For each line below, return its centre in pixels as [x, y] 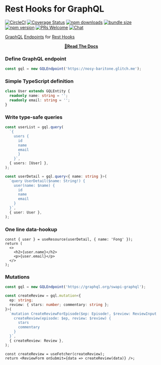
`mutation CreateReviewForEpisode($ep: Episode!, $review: [70, 314]
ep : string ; [22, 300]
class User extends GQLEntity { [37, 91]
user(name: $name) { [34, 185]
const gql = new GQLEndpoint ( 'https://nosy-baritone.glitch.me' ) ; [73, 69]
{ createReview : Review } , [37, 341]
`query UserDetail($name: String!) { [47, 181]
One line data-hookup [31, 229]
